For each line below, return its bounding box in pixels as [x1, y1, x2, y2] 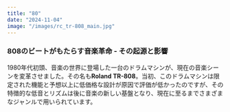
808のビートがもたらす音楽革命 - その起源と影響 [7, 46, 168, 56]
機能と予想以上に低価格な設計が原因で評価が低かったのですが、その [30, 80, 224, 89]
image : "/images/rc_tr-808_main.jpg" [7, 23, 115, 29]
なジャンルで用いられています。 [7, 97, 97, 106]
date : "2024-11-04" [7, 16, 63, 23]
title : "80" [7, 10, 41, 17]
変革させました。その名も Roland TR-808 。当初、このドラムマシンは [19, 72, 214, 80]
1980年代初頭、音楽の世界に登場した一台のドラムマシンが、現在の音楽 [7, 63, 207, 72]
